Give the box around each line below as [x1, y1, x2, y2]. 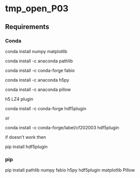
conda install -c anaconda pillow [5, 87, 71, 92]
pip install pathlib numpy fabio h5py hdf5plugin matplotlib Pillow [5, 167, 135, 173]
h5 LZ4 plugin [5, 96, 34, 102]
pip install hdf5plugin [5, 144, 48, 149]
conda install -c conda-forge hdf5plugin [5, 105, 86, 111]
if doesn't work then [5, 134, 46, 140]
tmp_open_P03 [5, 3, 69, 14]
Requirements [5, 23, 49, 31]
